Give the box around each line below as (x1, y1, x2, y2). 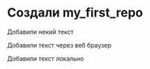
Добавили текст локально (7, 54, 84, 63)
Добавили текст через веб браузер (7, 41, 112, 49)
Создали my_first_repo (7, 5, 143, 21)
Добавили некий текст (7, 28, 74, 36)
